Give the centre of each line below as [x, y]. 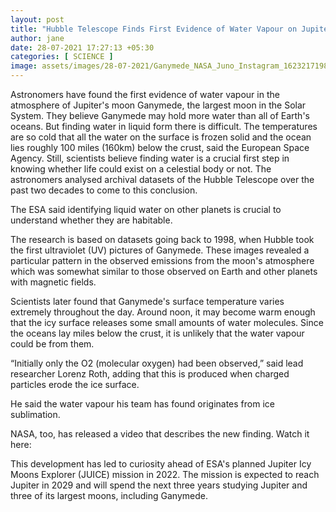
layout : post [37, 19]
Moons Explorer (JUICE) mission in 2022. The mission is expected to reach [165, 474]
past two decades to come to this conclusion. [104, 190]
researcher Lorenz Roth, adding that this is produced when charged [150, 374]
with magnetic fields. [53, 282]
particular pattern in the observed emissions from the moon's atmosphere [162, 260]
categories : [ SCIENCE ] [62, 57]
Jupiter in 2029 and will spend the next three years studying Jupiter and [159, 485]
